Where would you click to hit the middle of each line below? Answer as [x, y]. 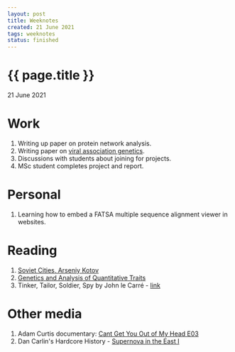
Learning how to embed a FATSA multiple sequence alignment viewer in [123, 214]
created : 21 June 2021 [41, 27]
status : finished [33, 40]
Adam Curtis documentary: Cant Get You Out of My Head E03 [108, 334]
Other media [45, 314]
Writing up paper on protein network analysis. [84, 143]
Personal [34, 195]
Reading [32, 251]
